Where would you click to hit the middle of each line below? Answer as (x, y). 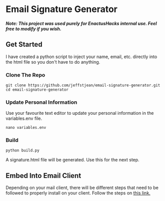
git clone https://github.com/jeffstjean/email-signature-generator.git (83, 85)
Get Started (24, 44)
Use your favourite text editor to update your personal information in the (80, 113)
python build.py (22, 151)
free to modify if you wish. (33, 29)
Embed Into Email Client (43, 176)
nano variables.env (26, 128)
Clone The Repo (25, 75)
